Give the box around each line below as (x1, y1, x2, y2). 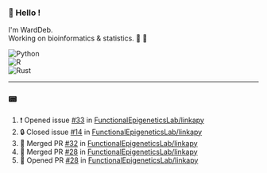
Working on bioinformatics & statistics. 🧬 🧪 (8, 33, 148, 43)
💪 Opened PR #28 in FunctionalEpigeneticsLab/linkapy (19, 155, 199, 165)
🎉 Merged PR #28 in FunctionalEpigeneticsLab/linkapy (19, 147, 198, 156)
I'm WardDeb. (8, 25, 53, 35)
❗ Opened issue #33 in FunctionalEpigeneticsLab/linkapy (19, 115, 205, 125)
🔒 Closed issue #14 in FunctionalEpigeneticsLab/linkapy (19, 127, 203, 136)
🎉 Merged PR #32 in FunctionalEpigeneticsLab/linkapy (19, 138, 198, 148)
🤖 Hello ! (8, 7, 41, 18)
